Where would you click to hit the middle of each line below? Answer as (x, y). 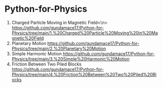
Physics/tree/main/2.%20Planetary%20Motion (59, 48)
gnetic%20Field (28, 38)
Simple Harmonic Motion (37, 54)
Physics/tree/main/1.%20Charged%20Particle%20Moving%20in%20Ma (85, 33)
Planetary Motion (29, 43)
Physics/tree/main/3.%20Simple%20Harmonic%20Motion (70, 59)
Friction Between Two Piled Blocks (47, 64)
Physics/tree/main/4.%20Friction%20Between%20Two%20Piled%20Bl (84, 74)
